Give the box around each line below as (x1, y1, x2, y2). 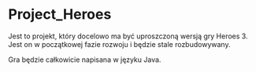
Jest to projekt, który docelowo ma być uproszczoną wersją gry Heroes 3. (8, 31, 248, 41)
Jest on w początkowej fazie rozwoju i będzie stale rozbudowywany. (8, 39, 231, 49)
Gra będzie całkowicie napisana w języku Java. (8, 55, 161, 64)
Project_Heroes (8, 5, 112, 23)
